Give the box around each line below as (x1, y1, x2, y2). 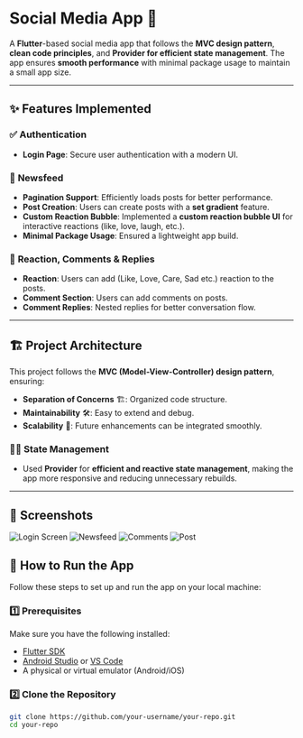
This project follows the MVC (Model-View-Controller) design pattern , (9, 366, 275, 377)
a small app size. (9, 67, 72, 78)
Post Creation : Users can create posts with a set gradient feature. (22, 201, 271, 212)
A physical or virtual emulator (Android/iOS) (22, 665, 185, 676)
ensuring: (9, 376, 45, 387)
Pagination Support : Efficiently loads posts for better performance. (22, 191, 273, 202)
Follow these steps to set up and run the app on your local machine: (9, 581, 262, 592)
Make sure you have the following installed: (9, 629, 170, 640)
